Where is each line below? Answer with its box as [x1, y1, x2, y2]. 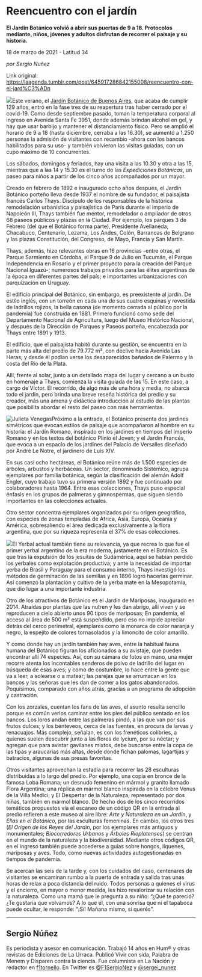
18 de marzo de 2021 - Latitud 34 [6, 48, 88, 55]
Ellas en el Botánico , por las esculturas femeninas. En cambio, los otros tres [6, 817, 194, 824]
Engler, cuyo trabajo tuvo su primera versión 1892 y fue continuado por [6, 478, 183, 485]
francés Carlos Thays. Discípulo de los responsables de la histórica [6, 197, 173, 204]
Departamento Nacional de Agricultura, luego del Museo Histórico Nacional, [6, 316, 195, 323]
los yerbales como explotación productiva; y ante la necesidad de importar [6, 559, 192, 567]
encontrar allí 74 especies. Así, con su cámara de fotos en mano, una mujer [6, 653, 193, 660]
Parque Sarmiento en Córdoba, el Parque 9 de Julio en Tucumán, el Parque [6, 253, 192, 260]
